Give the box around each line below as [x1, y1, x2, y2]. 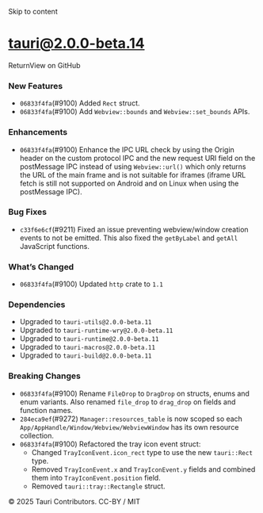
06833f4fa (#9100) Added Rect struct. [19, 98, 140, 108]
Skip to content [8, 7, 58, 16]
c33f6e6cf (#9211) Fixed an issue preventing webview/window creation [19, 224, 249, 234]
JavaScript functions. [19, 241, 90, 251]
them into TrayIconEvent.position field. [31, 473, 161, 482]
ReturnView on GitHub [8, 60, 81, 70]
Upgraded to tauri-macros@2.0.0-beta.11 [19, 343, 156, 352]
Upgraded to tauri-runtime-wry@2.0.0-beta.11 [19, 325, 173, 335]
